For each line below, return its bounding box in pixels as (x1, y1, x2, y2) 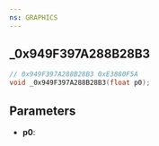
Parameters (9, 103, 76, 118)
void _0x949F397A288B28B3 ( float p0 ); (9, 78, 151, 88)
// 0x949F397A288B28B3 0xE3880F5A (9, 70, 139, 79)
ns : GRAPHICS (9, 13, 58, 22)
